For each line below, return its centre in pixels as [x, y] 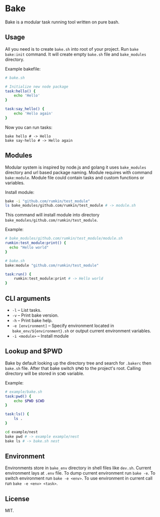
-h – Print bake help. [32, 320]
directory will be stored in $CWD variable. [45, 373]
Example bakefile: [23, 69]
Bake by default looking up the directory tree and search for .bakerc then [78, 363]
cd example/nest [21, 432]
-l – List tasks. [27, 310]
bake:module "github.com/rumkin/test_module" [52, 265]
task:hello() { [20, 91]
